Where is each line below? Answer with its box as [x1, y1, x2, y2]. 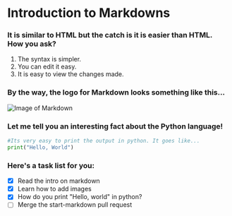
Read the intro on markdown [17, 176, 100, 185]
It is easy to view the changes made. [17, 70, 125, 78]
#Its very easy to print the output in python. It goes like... [7, 138, 200, 145]
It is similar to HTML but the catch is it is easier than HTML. [7, 30, 213, 40]
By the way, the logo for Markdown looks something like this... [7, 88, 226, 97]
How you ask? [7, 39, 56, 49]
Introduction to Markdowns [7, 5, 171, 21]
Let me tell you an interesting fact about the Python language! [7, 121, 224, 131]
